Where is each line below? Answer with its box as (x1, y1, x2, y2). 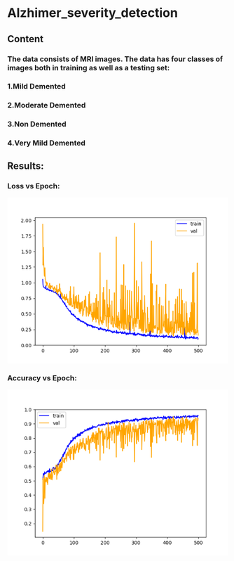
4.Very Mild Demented (7, 138, 86, 148)
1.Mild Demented (7, 82, 67, 91)
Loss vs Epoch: (7, 181, 60, 191)
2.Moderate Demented (7, 101, 86, 110)
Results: (7, 160, 44, 172)
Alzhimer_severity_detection (7, 5, 179, 21)
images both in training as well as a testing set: (7, 63, 170, 72)
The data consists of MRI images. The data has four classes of (7, 54, 223, 64)
